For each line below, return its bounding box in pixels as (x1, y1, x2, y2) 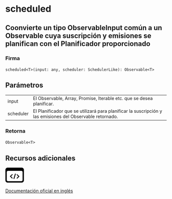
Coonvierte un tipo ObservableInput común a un (5, 23, 162, 32)
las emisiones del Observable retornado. (33, 113, 118, 119)
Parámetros (5, 81, 44, 90)
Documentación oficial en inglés (5, 188, 73, 194)
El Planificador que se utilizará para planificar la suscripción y (33, 108, 162, 114)
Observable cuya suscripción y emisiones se (5, 31, 152, 40)
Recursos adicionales (5, 154, 76, 162)
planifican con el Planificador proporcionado (5, 39, 150, 48)
